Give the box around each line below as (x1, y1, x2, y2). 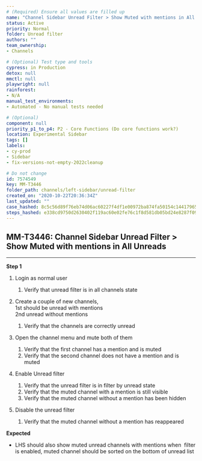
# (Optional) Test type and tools (6, 58, 93, 65)
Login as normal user (14, 275, 68, 282)
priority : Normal (6, 25, 50, 32)
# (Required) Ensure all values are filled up (6, 8, 125, 15)
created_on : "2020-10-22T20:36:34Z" (6, 193, 98, 199)
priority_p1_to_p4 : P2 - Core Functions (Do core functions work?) (6, 126, 179, 132)
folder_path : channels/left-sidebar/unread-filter (6, 187, 136, 193)
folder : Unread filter (6, 31, 63, 37)
